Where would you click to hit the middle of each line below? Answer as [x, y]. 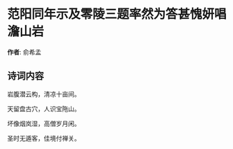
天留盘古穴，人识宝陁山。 [44, 109]
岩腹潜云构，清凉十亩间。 [44, 94]
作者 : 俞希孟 [24, 52]
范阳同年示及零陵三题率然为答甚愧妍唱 [117, 14]
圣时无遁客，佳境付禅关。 [44, 138]
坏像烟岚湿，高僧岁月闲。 [44, 123]
